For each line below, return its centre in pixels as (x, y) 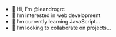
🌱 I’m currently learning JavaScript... (56, 21)
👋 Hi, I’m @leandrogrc (38, 9)
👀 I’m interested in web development (56, 15)
